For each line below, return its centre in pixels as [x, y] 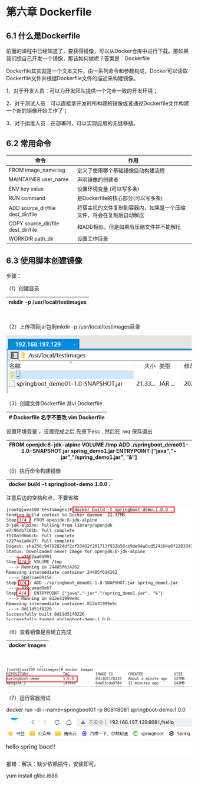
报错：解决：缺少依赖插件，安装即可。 [52, 764]
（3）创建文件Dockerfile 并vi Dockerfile [55, 403]
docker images [27, 645]
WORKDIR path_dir [31, 238]
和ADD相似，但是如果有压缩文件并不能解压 [129, 226]
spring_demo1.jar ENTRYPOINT [110, 451]
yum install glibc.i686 [32, 776]
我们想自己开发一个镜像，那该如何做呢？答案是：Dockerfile [78, 58]
